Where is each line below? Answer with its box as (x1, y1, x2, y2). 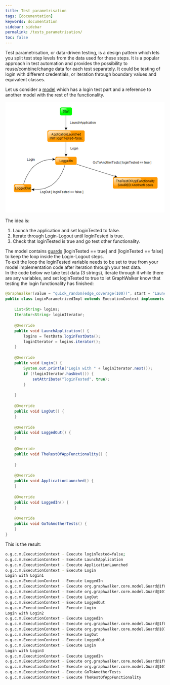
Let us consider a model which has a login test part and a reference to (5, 86, 151, 92)
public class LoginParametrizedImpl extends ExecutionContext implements (5, 296, 164, 301)
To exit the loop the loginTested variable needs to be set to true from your (5, 259, 158, 265)
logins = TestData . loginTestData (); (23, 333, 101, 339)
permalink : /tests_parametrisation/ (5, 29, 82, 35)
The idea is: (5, 217, 30, 224)
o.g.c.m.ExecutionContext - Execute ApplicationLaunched (5, 562, 128, 568)
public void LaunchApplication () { (14, 328, 90, 333)
